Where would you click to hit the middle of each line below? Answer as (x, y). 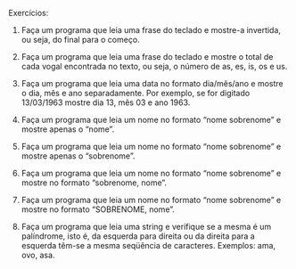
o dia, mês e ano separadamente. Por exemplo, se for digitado (136, 93)
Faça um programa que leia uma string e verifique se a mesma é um (146, 227)
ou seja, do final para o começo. (80, 40)
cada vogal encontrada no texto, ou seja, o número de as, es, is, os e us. (154, 66)
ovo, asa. (38, 255)
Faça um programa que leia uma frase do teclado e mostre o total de (147, 57)
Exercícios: (29, 13)
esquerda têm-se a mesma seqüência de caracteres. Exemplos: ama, (148, 245)
